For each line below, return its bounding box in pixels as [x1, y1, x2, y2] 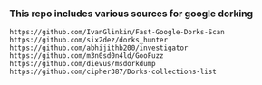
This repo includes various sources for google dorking [9, 7, 254, 20]
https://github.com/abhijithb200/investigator [9, 43, 189, 52]
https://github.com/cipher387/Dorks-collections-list [9, 67, 218, 77]
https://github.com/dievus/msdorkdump [9, 60, 156, 69]
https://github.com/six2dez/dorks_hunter [9, 35, 169, 45]
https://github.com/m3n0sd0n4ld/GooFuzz [9, 52, 165, 61]
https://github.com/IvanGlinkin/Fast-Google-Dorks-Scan [9, 28, 225, 37]
